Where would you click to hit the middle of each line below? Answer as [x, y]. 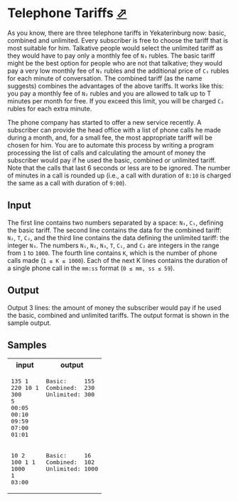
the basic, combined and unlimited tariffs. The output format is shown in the [118, 315]
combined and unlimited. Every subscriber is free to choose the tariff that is [118, 40]
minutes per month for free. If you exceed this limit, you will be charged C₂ [116, 100]
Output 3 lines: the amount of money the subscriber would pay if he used [114, 307]
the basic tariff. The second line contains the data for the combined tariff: [114, 230]
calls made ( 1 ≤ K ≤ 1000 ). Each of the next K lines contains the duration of [118, 260]
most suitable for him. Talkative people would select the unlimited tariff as [115, 48]
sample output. [29, 323]
